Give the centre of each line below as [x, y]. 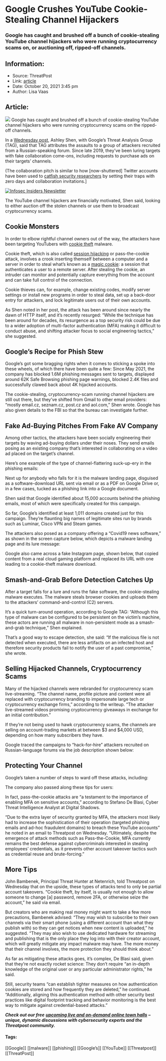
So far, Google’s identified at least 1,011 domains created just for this [74, 513]
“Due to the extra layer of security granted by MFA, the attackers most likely [83, 817]
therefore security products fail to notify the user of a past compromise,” [79, 648]
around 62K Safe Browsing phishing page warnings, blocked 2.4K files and [82, 379]
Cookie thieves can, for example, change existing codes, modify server [78, 290]
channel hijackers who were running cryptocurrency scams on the [73, 125]
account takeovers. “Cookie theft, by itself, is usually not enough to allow [80, 892]
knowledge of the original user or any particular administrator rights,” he [79, 969]
